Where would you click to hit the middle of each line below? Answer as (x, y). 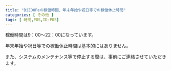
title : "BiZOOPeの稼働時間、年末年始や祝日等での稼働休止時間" (66, 10)
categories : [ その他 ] (29, 15)
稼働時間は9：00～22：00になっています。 (51, 35)
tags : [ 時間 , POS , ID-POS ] (32, 20)
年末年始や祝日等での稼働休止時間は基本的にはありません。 (68, 46)
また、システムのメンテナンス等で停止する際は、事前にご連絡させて (77, 57)
